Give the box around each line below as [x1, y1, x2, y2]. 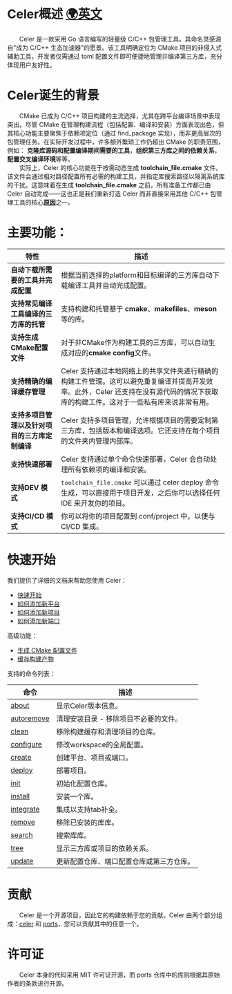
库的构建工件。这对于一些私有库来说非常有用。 [61, 397, 213, 406]
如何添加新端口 [17, 617, 60, 625]
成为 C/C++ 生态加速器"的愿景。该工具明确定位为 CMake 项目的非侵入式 [16, 43, 222, 52]
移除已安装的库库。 [56, 817, 119, 827]
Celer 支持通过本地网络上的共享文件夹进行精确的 [61, 366, 219, 375]
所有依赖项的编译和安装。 [68, 465, 151, 474]
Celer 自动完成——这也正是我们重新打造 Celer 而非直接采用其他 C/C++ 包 [7, 189, 217, 198]
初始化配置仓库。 [56, 778, 112, 788]
